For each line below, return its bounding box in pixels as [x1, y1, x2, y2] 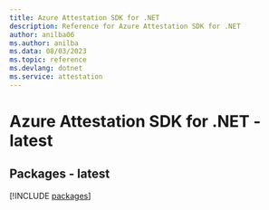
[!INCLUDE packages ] [9, 190, 91, 201]
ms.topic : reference [9, 55, 88, 64]
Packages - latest [9, 167, 110, 182]
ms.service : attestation [9, 72, 103, 81]
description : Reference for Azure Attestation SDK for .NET [9, 22, 242, 31]
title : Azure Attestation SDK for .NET [9, 13, 160, 23]
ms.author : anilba [9, 38, 79, 48]
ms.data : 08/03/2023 [9, 47, 88, 56]
